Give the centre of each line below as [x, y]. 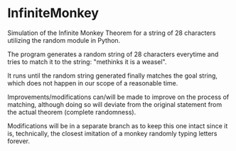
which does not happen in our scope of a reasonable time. [93, 83]
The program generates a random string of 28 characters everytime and [113, 54]
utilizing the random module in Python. [64, 40]
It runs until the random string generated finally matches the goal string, [113, 75]
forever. [19, 141]
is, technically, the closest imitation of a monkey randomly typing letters [112, 133]
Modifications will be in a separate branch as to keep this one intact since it [118, 125]
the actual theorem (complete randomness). [72, 112]
